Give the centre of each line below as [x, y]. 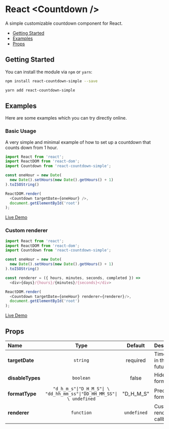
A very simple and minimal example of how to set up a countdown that [78, 142]
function [81, 413]
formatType [22, 394]
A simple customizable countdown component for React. [64, 23]
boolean [81, 378]
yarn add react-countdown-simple [40, 90]
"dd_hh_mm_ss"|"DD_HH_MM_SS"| [81, 394]
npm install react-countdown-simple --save [52, 81]
